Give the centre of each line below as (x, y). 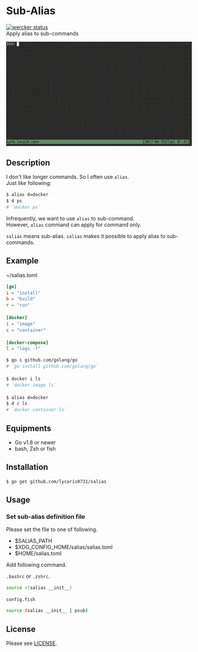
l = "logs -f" (24, 349)
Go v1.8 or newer (35, 442)
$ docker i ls (24, 378)
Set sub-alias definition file (46, 517)
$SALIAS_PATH (33, 541)
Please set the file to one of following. (52, 529)
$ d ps (14, 201)
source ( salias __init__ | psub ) (47, 611)
